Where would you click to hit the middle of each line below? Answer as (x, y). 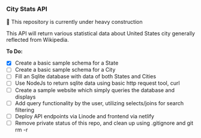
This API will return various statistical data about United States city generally (100, 33)
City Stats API (27, 9)
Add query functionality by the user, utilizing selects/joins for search (99, 103)
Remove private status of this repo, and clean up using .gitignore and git (104, 123)
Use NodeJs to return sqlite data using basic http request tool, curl (97, 83)
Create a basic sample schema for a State (67, 63)
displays (25, 97)
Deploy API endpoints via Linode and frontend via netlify (85, 116)
